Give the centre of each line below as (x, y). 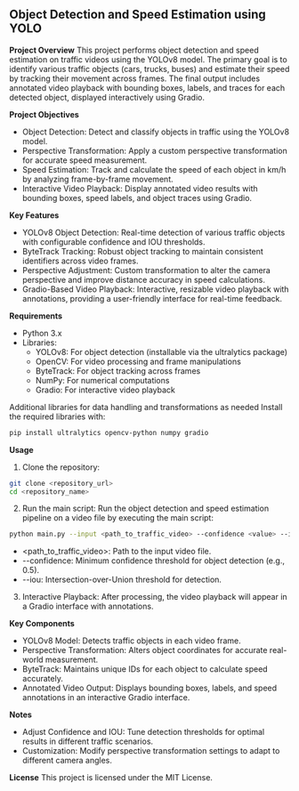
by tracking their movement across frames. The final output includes (135, 78)
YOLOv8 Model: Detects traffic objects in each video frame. (132, 641)
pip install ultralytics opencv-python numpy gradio (109, 432)
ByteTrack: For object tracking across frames (118, 371)
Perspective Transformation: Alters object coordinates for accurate (145, 650)
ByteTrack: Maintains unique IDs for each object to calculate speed (145, 669)
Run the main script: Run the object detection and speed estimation (145, 508)
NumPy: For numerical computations (102, 380)
